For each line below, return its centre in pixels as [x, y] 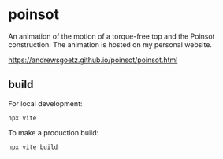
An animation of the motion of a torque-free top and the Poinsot [111, 36]
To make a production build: [54, 132]
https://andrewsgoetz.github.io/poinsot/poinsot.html [93, 60]
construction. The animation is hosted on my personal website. [110, 44]
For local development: [45, 103]
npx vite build [33, 147]
